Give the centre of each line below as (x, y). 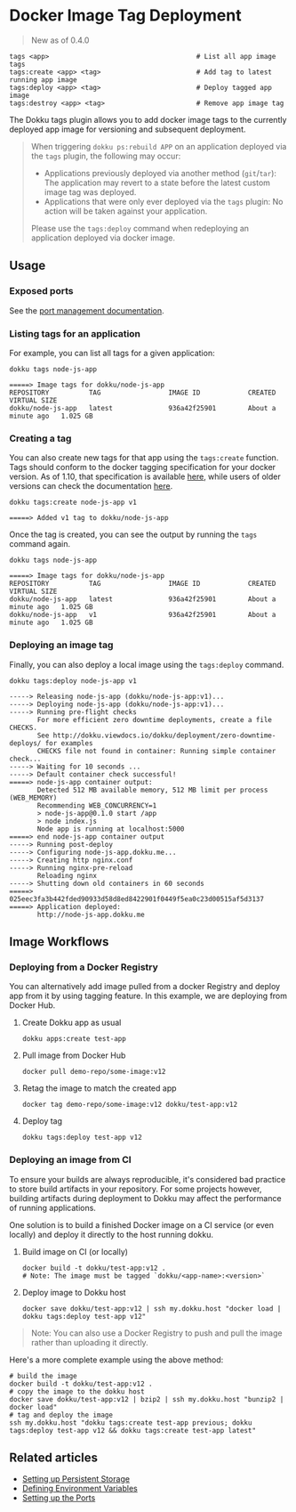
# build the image (43, 1376)
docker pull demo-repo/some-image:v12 (94, 1072)
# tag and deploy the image (61, 1415)
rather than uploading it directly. (89, 1342)
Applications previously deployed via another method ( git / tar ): (160, 173)
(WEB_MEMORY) (33, 798)
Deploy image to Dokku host (74, 1292)
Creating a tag (40, 438)
